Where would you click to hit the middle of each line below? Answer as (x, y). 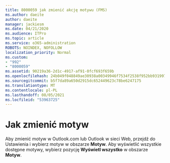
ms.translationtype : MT (30, 85)
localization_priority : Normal (38, 52)
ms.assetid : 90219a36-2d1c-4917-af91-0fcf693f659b (60, 72)
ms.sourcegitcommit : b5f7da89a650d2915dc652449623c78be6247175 (73, 81)
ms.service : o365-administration (40, 43)
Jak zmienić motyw (47, 125)
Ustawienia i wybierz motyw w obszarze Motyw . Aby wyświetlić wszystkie (83, 144)
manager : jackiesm (25, 24)
